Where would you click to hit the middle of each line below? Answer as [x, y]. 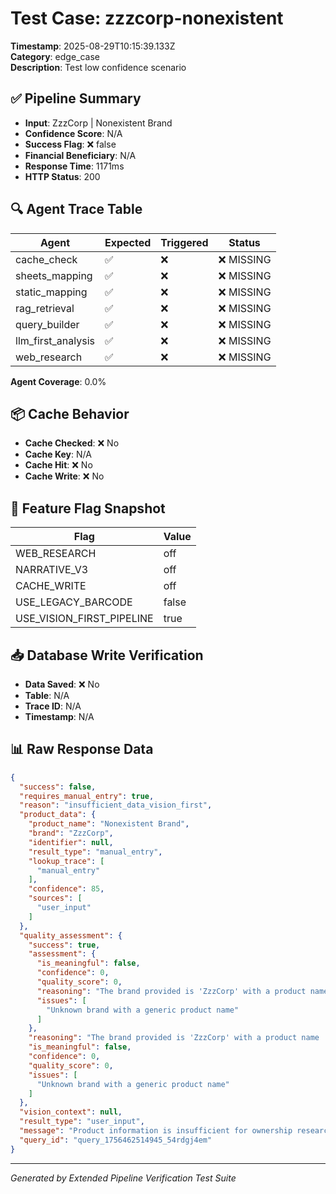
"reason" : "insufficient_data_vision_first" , [116, 805]
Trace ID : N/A [53, 706]
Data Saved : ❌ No [62, 684]
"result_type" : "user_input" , [82, 1122]
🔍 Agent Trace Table [76, 209]
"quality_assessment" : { [71, 935]
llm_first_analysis [55, 340]
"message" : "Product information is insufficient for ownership [156, 1131]
